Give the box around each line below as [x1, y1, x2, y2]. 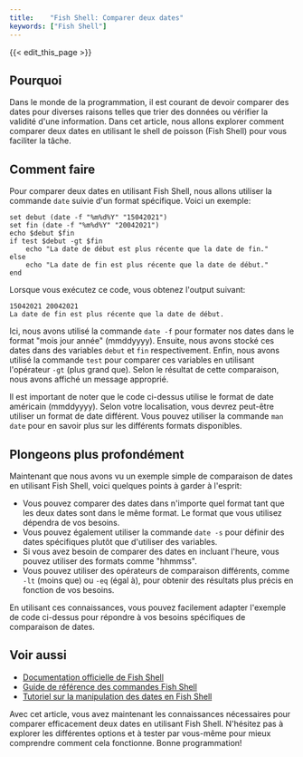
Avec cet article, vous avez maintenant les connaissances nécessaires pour [9, 708, 291, 719]
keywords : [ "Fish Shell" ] [9, 22, 107, 31]
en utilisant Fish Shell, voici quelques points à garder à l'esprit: [9, 480, 242, 490]
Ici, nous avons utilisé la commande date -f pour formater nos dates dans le [9, 325, 295, 336]
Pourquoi [9, 73, 62, 88]
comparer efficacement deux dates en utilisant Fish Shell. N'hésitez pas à [9, 718, 284, 729]
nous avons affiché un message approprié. [9, 374, 169, 385]
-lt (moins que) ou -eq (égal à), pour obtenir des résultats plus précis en [22, 575, 294, 586]
